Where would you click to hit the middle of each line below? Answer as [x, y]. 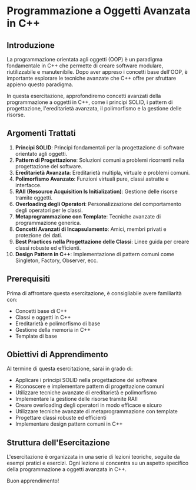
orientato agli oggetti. [41, 153]
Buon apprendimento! [33, 481]
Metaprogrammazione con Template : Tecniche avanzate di [88, 216]
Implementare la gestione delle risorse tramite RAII [76, 399]
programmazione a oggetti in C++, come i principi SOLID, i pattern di [90, 102]
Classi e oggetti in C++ [43, 317]
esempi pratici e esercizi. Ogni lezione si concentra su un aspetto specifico [98, 463]
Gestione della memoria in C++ [53, 329]
